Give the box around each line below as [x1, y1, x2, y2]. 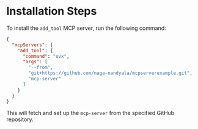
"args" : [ [22, 59, 48, 65]
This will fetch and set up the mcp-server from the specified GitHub [6, 110, 175, 117]
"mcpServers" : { [12, 41, 53, 48]
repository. [6, 116, 34, 123]
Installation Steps [6, 4, 97, 18]
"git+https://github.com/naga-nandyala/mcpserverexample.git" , [28, 70, 193, 77]
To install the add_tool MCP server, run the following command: [6, 24, 166, 32]
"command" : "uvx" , [22, 53, 70, 59]
